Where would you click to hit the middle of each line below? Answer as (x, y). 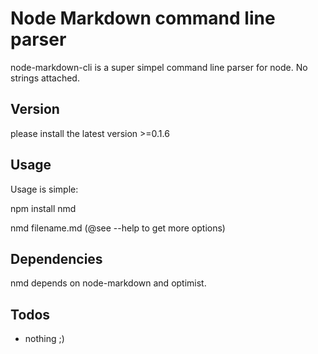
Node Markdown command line (143, 18)
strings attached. (45, 78)
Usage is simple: (44, 189)
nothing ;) (44, 339)
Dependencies (56, 258)
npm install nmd (43, 208)
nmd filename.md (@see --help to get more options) (118, 228)
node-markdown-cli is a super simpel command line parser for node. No (159, 67)
